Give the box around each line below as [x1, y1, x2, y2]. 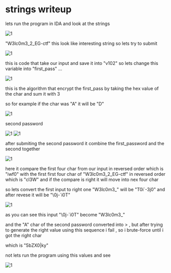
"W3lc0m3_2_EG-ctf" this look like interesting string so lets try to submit [5, 40, 158, 47]
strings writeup [5, 4, 72, 15]
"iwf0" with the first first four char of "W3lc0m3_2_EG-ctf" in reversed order [5, 171, 166, 177]
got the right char [5, 232, 42, 238]
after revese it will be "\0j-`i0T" [5, 192, 70, 198]
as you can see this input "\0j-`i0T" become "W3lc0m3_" [5, 211, 125, 218]
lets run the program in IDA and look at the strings [5, 20, 110, 27]
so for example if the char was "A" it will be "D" [5, 101, 104, 107]
